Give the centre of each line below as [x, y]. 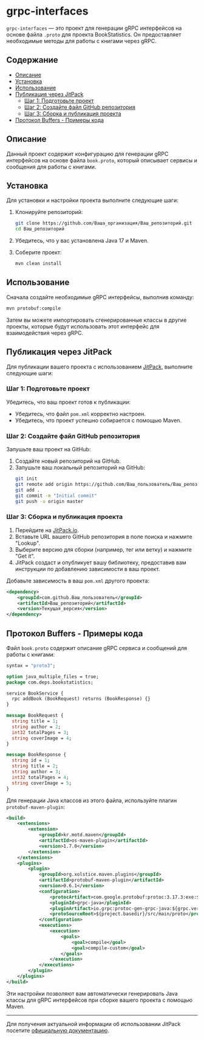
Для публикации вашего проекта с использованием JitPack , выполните [100, 367]
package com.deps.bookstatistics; [50, 682]
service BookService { [35, 693]
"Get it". [25, 556]
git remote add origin [44, 484]
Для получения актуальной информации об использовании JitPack [93, 1024]
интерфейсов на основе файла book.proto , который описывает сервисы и [102, 160]
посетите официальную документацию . [58, 1030]
